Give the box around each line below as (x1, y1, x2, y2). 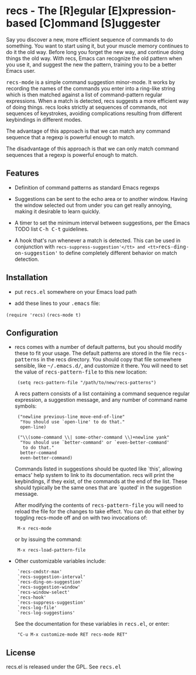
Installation (6, 273, 48, 283)
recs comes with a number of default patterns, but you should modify (14, 344, 183, 351)
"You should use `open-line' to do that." (20, 419, 125, 425)
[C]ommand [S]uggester (39, 16, 161, 30)
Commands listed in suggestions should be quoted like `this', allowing (14, 465, 183, 472)
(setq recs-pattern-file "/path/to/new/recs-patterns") (17, 380, 157, 386)
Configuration (6, 328, 59, 338)
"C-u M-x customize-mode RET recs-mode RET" (17, 632, 128, 638)
